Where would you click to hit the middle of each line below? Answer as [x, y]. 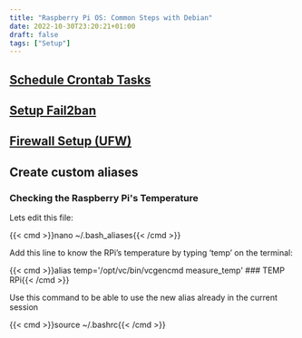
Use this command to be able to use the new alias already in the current [144, 298]
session [24, 307]
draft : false [34, 34]
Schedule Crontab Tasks [80, 79]
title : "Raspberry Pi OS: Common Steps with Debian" [111, 18]
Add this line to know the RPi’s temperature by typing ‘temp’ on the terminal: [151, 253]
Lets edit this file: [42, 217]
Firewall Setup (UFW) [71, 141]
